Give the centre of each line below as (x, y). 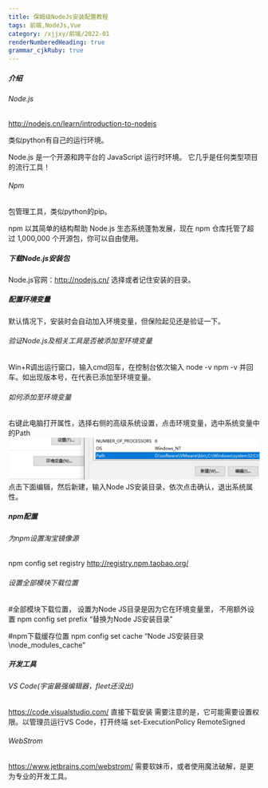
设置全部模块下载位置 (43, 583)
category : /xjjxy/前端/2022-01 (59, 34)
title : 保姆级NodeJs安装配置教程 (59, 17)
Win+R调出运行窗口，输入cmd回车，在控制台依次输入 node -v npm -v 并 (128, 367)
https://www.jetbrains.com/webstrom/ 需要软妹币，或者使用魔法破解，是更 (131, 766)
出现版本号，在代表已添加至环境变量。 (92, 377)
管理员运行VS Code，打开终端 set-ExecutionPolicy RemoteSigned (137, 722)
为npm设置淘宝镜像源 (44, 538)
